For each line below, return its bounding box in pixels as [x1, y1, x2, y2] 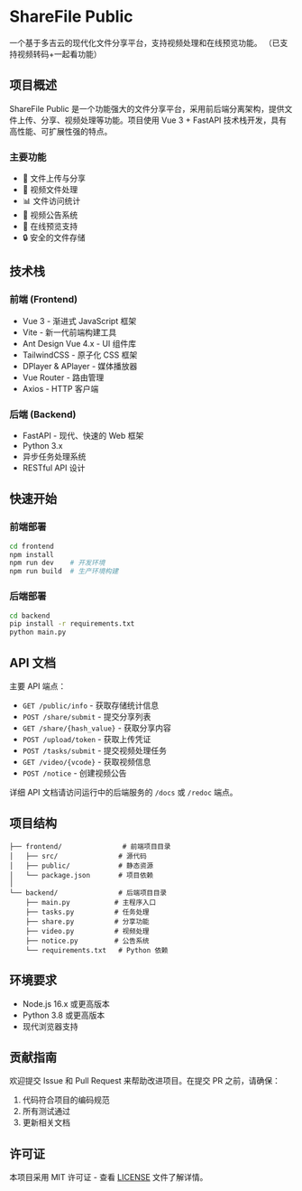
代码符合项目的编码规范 [22, 1094, 110, 1105]
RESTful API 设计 [22, 462, 86, 473]
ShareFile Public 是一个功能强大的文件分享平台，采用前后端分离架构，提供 [9, 103, 285, 114]
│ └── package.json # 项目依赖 [9, 870, 154, 879]
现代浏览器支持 [22, 1020, 78, 1031]
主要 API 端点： [9, 680, 67, 692]
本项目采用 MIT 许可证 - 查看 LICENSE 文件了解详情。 [9, 1172, 208, 1183]
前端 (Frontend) [9, 293, 78, 306]
